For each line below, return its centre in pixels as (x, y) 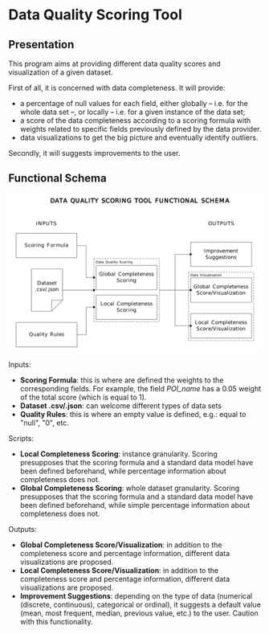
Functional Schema (57, 178)
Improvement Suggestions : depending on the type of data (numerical (136, 595)
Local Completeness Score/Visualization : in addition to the (119, 570)
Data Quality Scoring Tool (96, 15)
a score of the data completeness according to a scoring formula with (135, 121)
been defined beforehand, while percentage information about (123, 471)
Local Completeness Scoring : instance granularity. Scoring (119, 454)
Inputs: (20, 364)
